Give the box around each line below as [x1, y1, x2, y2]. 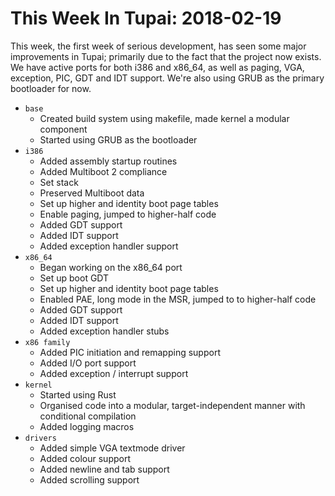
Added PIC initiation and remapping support [39, 346, 221, 358]
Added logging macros [39, 420, 135, 432]
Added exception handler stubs [39, 325, 170, 337]
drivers [24, 433, 57, 443]
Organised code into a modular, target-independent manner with [39, 399, 306, 411]
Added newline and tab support [39, 463, 170, 475]
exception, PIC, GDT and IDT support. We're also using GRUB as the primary [10, 72, 325, 84]
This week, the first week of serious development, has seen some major [10, 40, 307, 52]
